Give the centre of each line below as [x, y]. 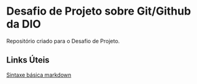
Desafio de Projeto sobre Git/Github [99, 11]
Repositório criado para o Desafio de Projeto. [63, 41]
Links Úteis [28, 60]
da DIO [24, 24]
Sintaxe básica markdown [39, 75]
